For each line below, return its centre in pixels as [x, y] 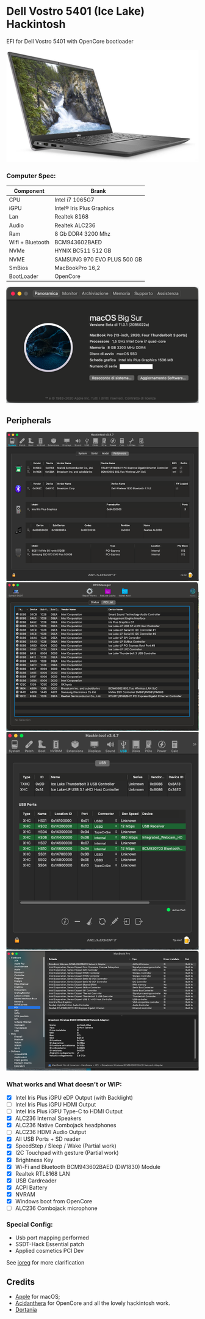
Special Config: [30, 1224]
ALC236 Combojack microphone [56, 1208]
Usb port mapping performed [52, 1238]
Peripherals [29, 420]
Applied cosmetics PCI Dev [49, 1251]
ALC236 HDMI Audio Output [51, 1132]
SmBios [19, 268]
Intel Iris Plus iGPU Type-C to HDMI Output [69, 1111]
